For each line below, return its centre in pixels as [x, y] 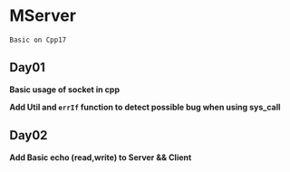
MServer [43, 16]
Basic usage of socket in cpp [65, 89]
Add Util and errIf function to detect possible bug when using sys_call [145, 107]
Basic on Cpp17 [38, 40]
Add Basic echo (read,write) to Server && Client [101, 157]
